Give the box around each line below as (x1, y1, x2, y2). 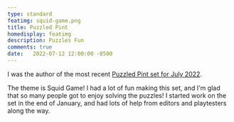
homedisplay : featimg (7, 30, 72, 38)
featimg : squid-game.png (7, 17, 81, 24)
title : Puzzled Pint (7, 24, 69, 31)
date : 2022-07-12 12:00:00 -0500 (7, 51, 113, 58)
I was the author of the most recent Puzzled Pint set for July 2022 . (7, 69, 203, 78)
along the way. (7, 106, 50, 115)
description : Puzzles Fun (7, 37, 84, 44)
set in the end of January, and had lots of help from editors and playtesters (7, 98, 227, 107)
